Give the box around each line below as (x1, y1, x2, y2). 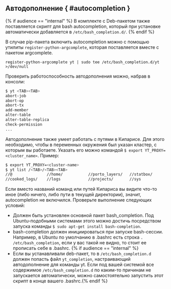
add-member (5, 107, 29, 113)
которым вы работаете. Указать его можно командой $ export (5, 147, 143, 153)
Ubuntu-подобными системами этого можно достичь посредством (12, 218, 161, 224)
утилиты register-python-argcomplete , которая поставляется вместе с (5, 44, 159, 50)
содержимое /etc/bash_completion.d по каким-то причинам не (12, 267, 151, 273)
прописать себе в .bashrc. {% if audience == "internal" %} (12, 245, 139, 251)
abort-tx (5, 103, 24, 108)
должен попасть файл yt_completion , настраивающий (12, 256, 131, 262)
